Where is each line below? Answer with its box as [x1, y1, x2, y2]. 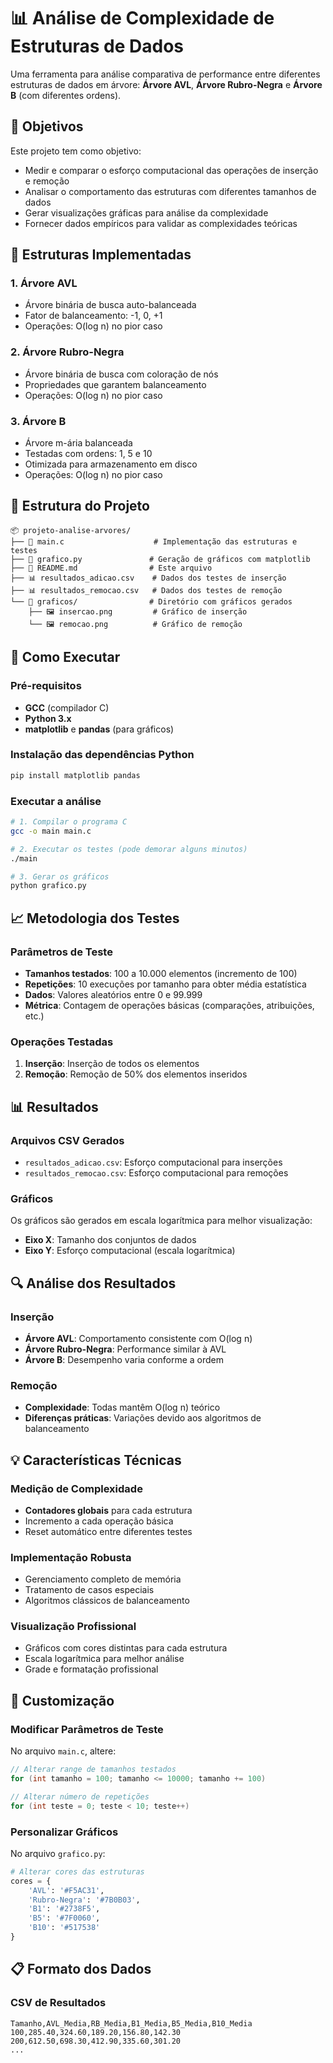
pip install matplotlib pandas [10, 770, 141, 780]
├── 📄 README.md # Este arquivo [10, 563, 213, 573]
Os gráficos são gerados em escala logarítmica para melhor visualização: [10, 1215, 313, 1227]
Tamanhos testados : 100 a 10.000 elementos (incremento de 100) [24, 967, 298, 979]
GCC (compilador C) [24, 701, 110, 714]
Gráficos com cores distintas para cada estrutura [24, 1642, 228, 1654]
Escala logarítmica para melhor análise [24, 1653, 185, 1665]
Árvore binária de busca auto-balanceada [24, 299, 197, 311]
